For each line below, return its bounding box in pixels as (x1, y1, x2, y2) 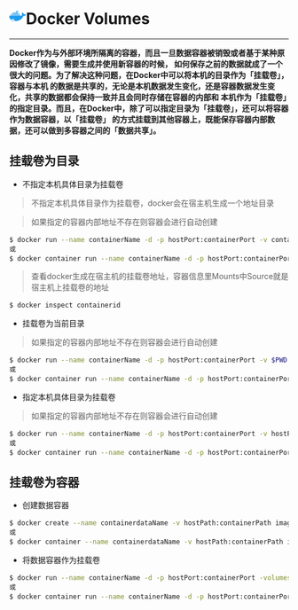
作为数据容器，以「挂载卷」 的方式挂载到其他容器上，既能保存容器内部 (9, 113, 268, 124)
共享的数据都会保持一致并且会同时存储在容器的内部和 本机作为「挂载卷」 (24, 91, 287, 102)
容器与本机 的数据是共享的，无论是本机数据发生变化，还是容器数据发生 (9, 81, 268, 91)
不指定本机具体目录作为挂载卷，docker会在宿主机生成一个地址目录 (30, 198, 275, 208)
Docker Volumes (26, 9, 151, 29)
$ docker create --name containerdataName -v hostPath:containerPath (9, 519, 272, 528)
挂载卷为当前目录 (21, 318, 85, 329)
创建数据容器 (21, 500, 69, 511)
